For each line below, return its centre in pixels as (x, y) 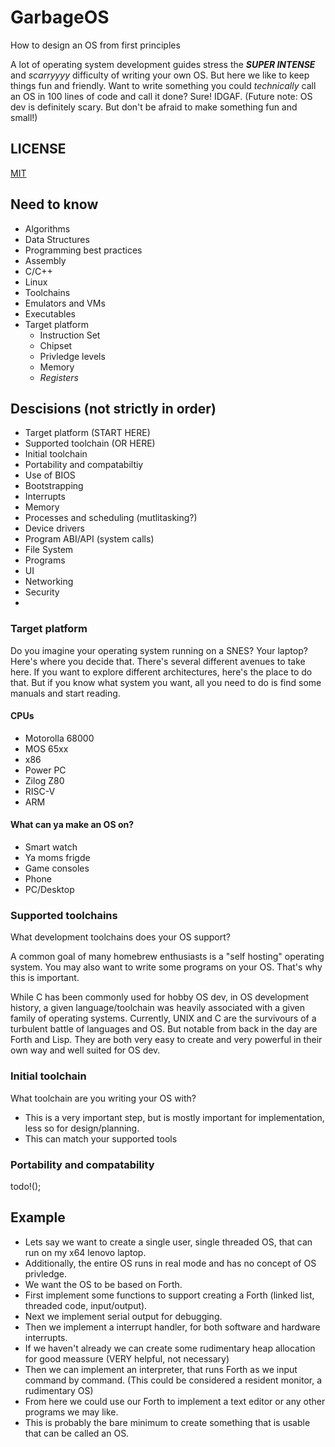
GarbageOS (60, 17)
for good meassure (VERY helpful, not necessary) (127, 1358)
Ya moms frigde (57, 858)
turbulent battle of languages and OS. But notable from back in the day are (164, 1029)
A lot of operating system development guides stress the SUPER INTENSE (163, 64)
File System (49, 550)
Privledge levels (72, 356)
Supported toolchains (64, 915)
